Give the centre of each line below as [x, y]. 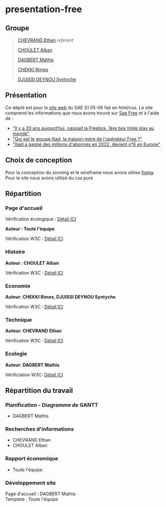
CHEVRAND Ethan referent [46, 40]
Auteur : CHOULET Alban [32, 263]
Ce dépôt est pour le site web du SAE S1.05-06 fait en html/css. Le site [79, 107]
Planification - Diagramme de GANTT [52, 405]
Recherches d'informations [40, 429]
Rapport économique [32, 458]
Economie [18, 286]
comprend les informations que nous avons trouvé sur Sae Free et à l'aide [82, 113]
